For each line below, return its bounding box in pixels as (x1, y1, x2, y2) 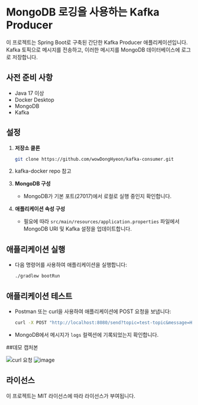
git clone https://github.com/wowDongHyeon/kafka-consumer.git (14, 156, 174, 162)
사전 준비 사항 (6, 72, 53, 83)
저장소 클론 (14, 144, 40, 151)
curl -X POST (14, 320, 47, 326)
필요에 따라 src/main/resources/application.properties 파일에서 (23, 218, 180, 225)
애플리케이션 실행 (6, 244, 66, 254)
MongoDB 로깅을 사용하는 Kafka (6, 5, 160, 19)
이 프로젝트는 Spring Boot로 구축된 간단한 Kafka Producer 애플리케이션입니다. (6, 39, 188, 46)
